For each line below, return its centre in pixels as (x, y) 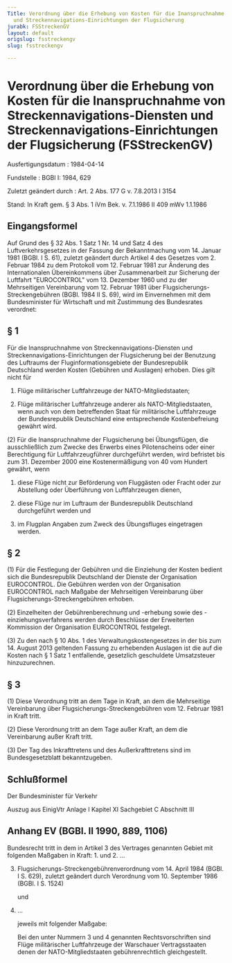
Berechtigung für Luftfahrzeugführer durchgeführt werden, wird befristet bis (116, 454)
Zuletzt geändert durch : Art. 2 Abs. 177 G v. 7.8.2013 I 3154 (92, 191)
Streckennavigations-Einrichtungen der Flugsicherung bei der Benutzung (111, 355)
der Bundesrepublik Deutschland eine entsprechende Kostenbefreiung (118, 418)
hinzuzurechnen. (31, 663)
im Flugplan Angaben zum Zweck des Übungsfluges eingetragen (110, 524)
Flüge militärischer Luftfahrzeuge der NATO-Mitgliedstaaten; (104, 390)
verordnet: (22, 309)
